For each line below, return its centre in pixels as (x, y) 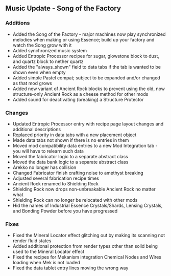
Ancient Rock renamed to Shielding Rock (55, 183)
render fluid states (32, 241)
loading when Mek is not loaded (46, 263)
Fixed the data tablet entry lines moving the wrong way (70, 268)
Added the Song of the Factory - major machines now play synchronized (89, 34)
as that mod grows (32, 83)
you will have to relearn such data (48, 151)
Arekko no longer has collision (44, 167)
